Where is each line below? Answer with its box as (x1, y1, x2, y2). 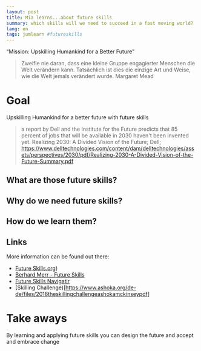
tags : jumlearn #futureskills (6, 31, 83, 38)
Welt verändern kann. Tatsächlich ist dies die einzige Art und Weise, (21, 66, 191, 73)
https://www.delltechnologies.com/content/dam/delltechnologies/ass (21, 145, 195, 152)
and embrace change (6, 338, 60, 345)
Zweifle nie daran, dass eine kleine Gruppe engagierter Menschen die (21, 60, 196, 67)
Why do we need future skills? (6, 195, 123, 206)
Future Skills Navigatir (15, 278, 70, 285)
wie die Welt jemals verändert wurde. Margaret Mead (21, 73, 154, 80)
